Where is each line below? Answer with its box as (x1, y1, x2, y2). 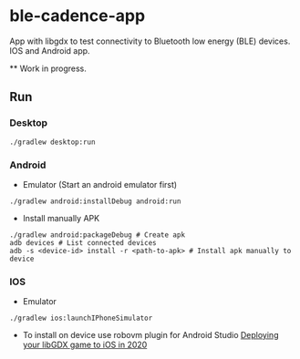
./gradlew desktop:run (9, 138, 96, 147)
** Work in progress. (9, 63, 87, 74)
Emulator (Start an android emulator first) (22, 179, 178, 190)
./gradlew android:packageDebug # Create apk (9, 230, 185, 240)
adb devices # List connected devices (9, 238, 157, 247)
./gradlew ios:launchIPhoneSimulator (9, 313, 153, 323)
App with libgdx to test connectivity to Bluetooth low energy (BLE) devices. (9, 36, 291, 46)
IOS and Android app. (9, 45, 90, 56)
